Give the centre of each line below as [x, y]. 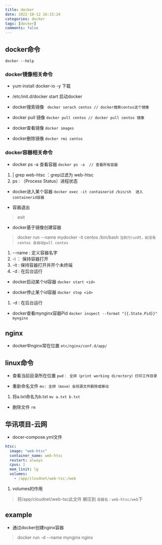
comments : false [22, 28]
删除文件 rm [24, 407]
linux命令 [19, 363]
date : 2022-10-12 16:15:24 [33, 14]
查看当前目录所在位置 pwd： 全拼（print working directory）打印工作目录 [84, 376]
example [19, 515]
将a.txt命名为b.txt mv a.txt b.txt [46, 397]
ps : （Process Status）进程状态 [45, 181]
